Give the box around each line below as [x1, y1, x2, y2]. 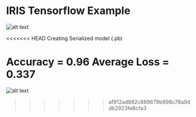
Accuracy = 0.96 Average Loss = [6, 56, 170, 68]
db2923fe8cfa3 [108, 104, 147, 112]
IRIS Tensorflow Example [6, 4, 131, 18]
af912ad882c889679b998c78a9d [108, 98, 191, 105]
